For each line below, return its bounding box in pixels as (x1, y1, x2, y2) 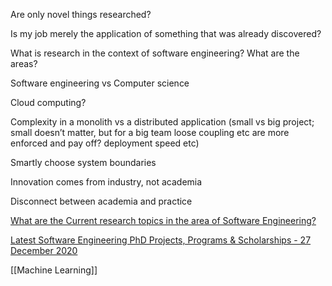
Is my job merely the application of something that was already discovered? (10, 28, 322, 39)
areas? (10, 58, 38, 69)
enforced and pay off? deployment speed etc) (10, 137, 200, 149)
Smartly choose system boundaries (10, 157, 157, 168)
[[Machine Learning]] (10, 264, 98, 276)
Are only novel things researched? (10, 9, 152, 20)
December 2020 (10, 245, 78, 256)
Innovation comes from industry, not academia (10, 176, 203, 188)
